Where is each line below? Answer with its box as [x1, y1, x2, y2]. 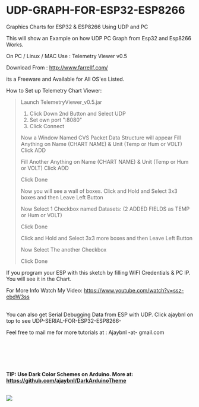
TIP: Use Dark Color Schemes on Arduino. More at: [6, 370, 134, 377]
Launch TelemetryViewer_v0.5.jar [20, 98, 102, 106]
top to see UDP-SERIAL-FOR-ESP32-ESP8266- [6, 317, 122, 324]
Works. [6, 41, 24, 48]
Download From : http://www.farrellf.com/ [6, 63, 108, 71]
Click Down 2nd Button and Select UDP [29, 110, 126, 117]
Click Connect [29, 122, 65, 129]
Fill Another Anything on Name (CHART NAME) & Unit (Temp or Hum [20, 158, 189, 165]
